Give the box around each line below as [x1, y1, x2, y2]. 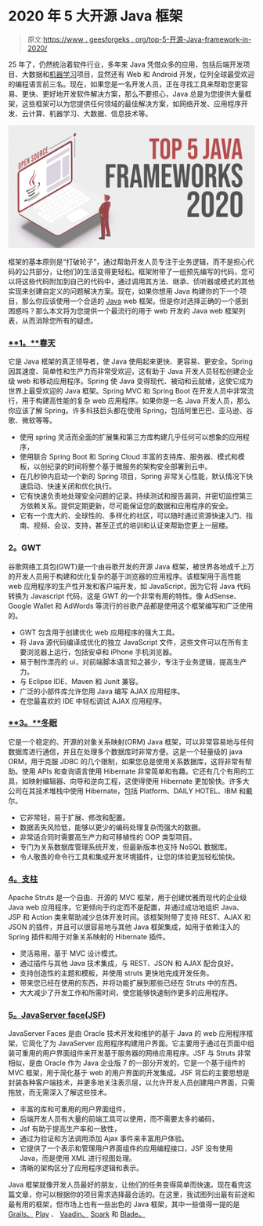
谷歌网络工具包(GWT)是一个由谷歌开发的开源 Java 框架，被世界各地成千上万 [8, 562, 254, 571]
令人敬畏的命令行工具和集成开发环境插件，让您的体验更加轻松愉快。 [19, 851, 240, 861]
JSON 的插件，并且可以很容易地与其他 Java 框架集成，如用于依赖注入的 [8, 922, 240, 931]
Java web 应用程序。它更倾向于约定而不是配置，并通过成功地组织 [8, 902, 220, 912]
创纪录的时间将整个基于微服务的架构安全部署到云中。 [40, 462, 212, 471]
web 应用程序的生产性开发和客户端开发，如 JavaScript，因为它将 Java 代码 [8, 581, 251, 591]
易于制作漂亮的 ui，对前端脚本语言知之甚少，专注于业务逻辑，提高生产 [19, 657, 247, 666]
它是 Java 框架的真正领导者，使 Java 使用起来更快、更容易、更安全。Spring [8, 357, 253, 366]
